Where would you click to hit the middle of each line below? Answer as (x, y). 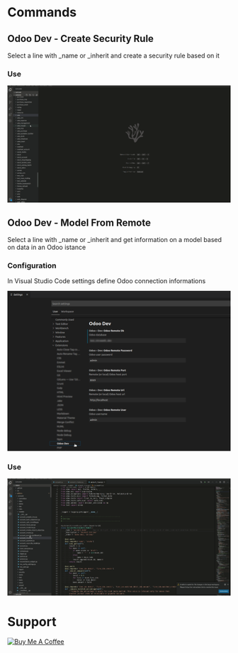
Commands (42, 12)
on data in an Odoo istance (47, 247)
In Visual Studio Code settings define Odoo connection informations (107, 281)
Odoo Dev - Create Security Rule (81, 39)
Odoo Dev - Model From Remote (79, 223)
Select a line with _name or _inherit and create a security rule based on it (113, 55)
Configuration (32, 265)
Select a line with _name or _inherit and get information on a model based (114, 240)
